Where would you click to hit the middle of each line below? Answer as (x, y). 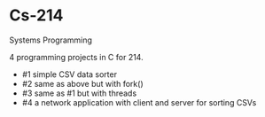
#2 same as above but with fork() (82, 83)
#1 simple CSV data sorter (70, 74)
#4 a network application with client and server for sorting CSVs (139, 102)
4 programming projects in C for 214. (76, 57)
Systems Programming (51, 40)
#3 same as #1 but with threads (79, 93)
